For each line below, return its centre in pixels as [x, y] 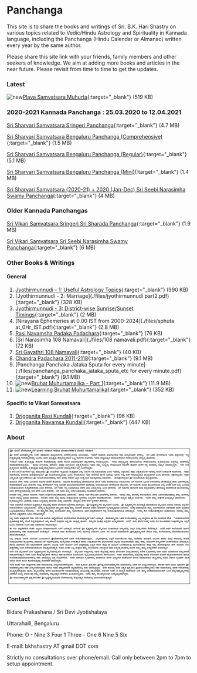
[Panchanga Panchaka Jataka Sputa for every [70, 364]
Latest [16, 84]
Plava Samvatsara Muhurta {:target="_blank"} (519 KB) [88, 97]
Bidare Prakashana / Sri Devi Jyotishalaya [57, 612]
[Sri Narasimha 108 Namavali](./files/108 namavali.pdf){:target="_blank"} [103, 339]
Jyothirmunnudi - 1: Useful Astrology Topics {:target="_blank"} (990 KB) [102, 290]
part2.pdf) [157, 296]
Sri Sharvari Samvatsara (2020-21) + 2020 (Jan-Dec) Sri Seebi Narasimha [96, 189]
